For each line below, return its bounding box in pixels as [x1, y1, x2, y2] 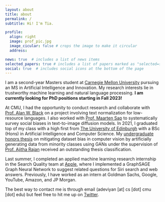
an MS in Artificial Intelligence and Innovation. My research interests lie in [5, 85, 154, 91]
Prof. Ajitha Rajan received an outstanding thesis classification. [5, 146, 133, 152]
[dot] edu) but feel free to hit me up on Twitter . [5, 192, 99, 198]
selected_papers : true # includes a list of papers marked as [5, 61, 135, 66]
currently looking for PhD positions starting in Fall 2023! [5, 95, 122, 101]
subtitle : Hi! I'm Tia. [5, 21, 54, 26]
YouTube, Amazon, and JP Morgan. [5, 177, 77, 183]
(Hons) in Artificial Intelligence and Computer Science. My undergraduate [5, 131, 154, 137]
